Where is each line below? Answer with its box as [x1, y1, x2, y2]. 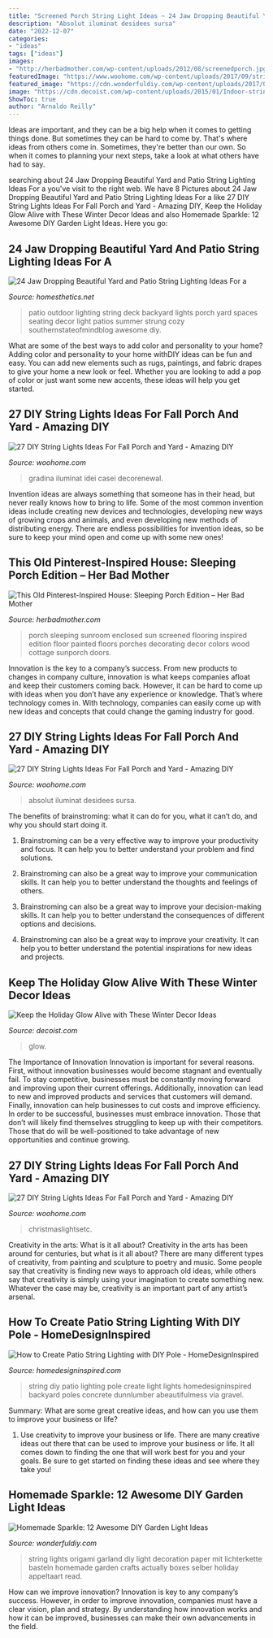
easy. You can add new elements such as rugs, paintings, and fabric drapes [8, 358, 262, 367]
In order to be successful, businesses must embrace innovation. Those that [8, 1109, 262, 1119]
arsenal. [8, 1292, 36, 1301]
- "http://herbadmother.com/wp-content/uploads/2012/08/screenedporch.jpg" [8, 65, 271, 73]
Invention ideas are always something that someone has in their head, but [8, 489, 256, 498]
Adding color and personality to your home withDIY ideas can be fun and [8, 349, 253, 358]
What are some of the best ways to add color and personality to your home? [8, 341, 263, 350]
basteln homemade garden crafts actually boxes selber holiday [28, 1562, 240, 1572]
